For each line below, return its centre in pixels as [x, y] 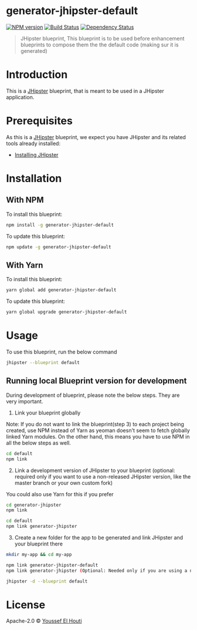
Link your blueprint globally [47, 413]
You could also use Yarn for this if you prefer [60, 494]
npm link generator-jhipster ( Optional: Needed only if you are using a [97, 571]
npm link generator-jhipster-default [52, 565]
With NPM [25, 200]
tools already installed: [33, 143]
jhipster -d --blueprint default [47, 581]
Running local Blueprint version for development [96, 381]
